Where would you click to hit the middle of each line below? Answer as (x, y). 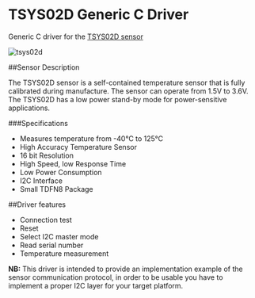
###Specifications (38, 123)
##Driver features (37, 204)
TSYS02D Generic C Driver (99, 15)
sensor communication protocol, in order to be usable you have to (116, 277)
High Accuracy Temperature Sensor (78, 147)
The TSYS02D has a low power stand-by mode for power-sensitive (118, 99)
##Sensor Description (44, 67)
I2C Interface (41, 181)
